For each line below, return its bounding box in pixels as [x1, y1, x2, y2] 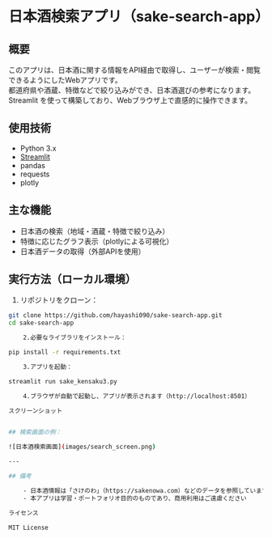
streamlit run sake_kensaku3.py [8, 377, 117, 385]
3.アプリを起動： [23, 362, 73, 371]
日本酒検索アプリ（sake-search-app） [8, 7, 270, 26]
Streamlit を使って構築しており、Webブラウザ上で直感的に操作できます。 [8, 95, 253, 105]
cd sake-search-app [8, 319, 74, 328]
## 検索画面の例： [8, 428, 62, 437]
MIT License [8, 523, 49, 532]
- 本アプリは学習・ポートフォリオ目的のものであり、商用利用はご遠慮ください [23, 494, 247, 502]
